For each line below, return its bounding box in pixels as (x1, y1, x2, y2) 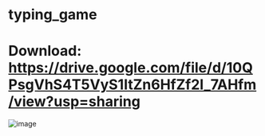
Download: (8, 42, 82, 60)
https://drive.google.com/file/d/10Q (8, 59, 253, 77)
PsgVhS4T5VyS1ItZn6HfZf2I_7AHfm (8, 76, 257, 94)
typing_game (8, 6, 97, 24)
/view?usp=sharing (8, 93, 141, 111)
